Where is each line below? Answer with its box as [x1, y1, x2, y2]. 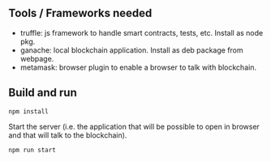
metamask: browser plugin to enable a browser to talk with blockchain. [19, 62, 257, 72]
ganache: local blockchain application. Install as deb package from [19, 45, 243, 55]
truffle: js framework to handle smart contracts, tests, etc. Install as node [19, 28, 264, 37]
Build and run [8, 86, 77, 100]
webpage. [19, 53, 54, 63]
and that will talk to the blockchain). [8, 130, 127, 140]
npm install [8, 107, 49, 116]
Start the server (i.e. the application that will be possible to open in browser [8, 122, 260, 131]
